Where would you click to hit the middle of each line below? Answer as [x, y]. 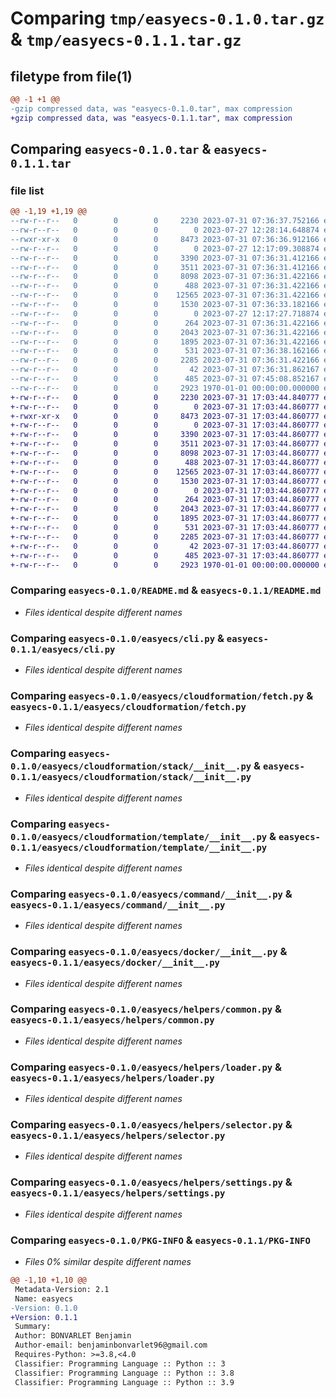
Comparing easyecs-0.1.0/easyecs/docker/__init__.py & [149, 952]
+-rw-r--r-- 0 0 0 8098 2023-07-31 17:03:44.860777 [165, 453]
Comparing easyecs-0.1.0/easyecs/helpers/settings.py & [151, 1182]
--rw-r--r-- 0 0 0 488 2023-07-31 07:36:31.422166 [165, 286]
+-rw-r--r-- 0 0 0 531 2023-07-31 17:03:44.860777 [165, 528]
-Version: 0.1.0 [44, 1308]
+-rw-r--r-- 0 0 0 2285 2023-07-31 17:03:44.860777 [165, 537]
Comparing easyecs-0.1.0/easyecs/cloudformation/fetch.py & [162, 695]
